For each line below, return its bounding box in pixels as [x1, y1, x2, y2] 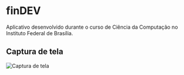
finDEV [6, 4, 41, 18]
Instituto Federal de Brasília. [6, 29, 73, 36]
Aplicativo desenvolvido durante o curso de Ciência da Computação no [6, 23, 178, 30]
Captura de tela [6, 47, 63, 57]
